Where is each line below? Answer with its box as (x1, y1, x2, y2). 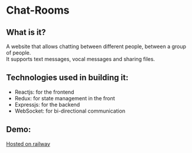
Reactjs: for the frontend (14, 88, 74, 95)
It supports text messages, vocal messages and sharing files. (6, 56, 155, 62)
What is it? (6, 27, 46, 37)
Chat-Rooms (6, 4, 70, 17)
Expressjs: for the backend (14, 101, 80, 108)
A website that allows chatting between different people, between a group (6, 43, 187, 50)
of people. (6, 49, 31, 56)
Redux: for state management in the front (14, 94, 115, 101)
